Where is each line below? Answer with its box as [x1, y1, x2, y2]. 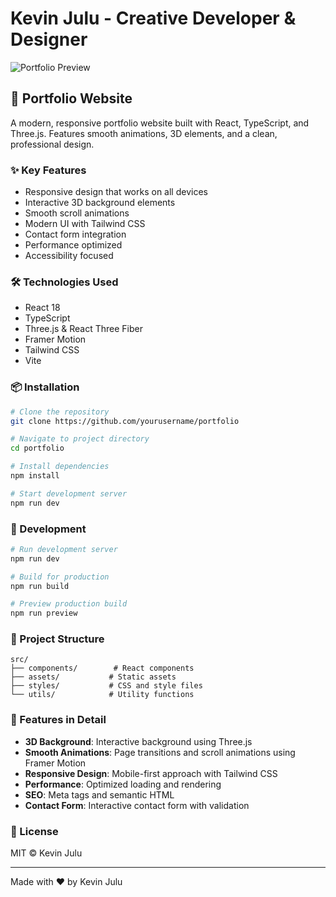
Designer [10, 28, 88, 51]
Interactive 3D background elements [24, 197, 176, 209]
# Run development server [10, 544, 118, 554]
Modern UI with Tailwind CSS [24, 218, 146, 230]
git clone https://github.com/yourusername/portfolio [10, 416, 240, 426]
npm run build [10, 581, 70, 591]
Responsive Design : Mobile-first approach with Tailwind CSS [24, 767, 278, 779]
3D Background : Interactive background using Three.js [24, 735, 253, 747]
